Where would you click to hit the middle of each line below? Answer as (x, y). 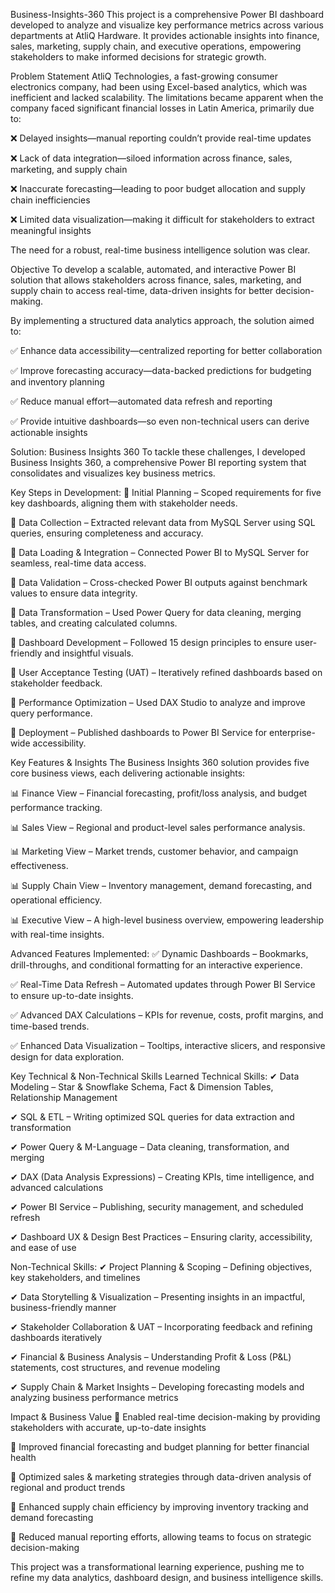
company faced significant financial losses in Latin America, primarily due (162, 108)
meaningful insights (51, 230)
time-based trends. (50, 1026)
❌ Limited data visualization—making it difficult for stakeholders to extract (162, 219)
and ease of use (43, 1247)
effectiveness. (39, 865)
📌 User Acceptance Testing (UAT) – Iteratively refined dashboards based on (166, 672)
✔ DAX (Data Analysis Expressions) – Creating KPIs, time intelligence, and (162, 1177)
